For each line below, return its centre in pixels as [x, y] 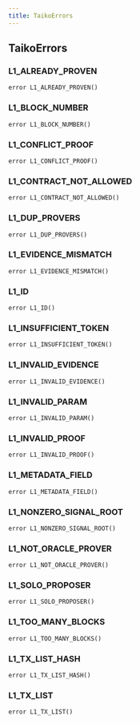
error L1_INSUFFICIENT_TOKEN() [60, 345]
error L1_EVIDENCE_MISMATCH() [59, 271]
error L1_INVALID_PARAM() [51, 418]
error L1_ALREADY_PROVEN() [53, 88]
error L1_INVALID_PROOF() [51, 455]
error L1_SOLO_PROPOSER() [51, 602]
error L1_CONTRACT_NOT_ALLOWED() [64, 198]
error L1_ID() [32, 308]
